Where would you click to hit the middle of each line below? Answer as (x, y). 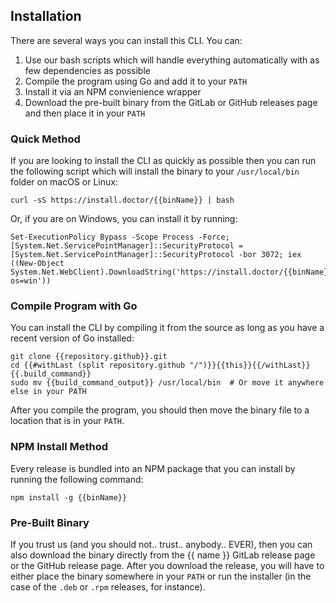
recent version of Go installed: (72, 338)
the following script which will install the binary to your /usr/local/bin (155, 171)
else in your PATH (48, 392)
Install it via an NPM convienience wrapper (113, 91)
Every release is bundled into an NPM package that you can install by (153, 468)
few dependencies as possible (87, 70)
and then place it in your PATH (85, 113)
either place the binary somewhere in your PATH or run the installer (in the (161, 576)
